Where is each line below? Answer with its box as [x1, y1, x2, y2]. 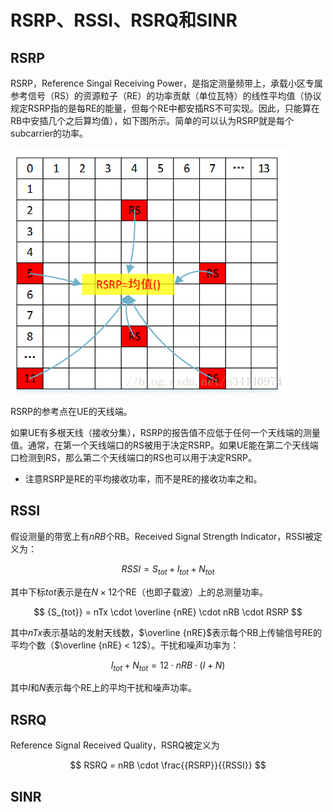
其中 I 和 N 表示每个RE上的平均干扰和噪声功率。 [10, 682, 197, 694]
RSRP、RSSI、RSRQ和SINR [10, 9, 238, 32]
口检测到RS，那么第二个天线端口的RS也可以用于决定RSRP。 [10, 452, 257, 463]
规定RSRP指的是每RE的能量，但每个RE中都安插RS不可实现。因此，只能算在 [10, 102, 320, 114]
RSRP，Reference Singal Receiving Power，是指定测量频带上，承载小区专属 [10, 77, 324, 89]
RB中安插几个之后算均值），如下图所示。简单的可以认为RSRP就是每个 [10, 115, 295, 126]
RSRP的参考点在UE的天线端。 [10, 406, 133, 417]
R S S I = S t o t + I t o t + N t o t [121, 562, 215, 577]
